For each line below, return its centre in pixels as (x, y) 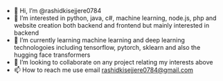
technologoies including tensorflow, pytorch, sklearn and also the (107, 47)
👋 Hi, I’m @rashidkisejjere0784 (57, 11)
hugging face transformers (52, 55)
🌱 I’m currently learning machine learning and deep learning (99, 40)
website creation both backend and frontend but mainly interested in (111, 25)
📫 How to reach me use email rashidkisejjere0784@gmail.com (104, 70)
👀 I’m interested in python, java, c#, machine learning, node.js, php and (115, 18)
